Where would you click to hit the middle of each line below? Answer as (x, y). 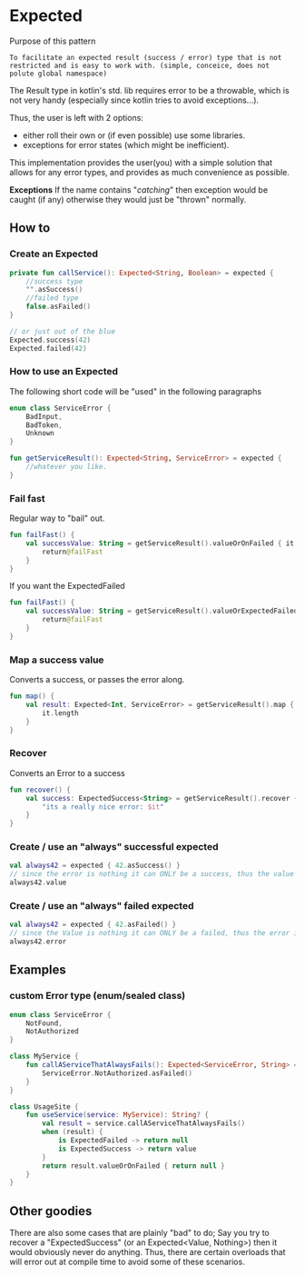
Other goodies (51, 1211)
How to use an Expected (64, 372)
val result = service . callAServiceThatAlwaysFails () (144, 1123)
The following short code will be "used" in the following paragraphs (135, 391)
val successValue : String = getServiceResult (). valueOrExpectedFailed (162, 611)
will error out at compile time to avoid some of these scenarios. (127, 1262)
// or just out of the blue (63, 331)
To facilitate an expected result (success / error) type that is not (146, 57)
